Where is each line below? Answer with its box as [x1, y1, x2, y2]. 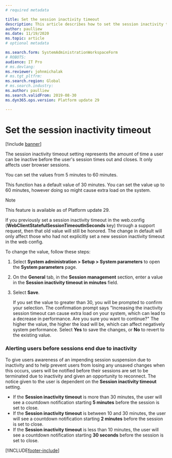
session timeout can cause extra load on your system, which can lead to [12, 310, 165, 316]
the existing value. [12, 332, 52, 338]
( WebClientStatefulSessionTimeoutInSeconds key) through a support [5, 223, 155, 229]
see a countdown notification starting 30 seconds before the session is [12, 432, 164, 438]
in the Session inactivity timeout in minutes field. [12, 280, 119, 286]
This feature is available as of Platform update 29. [5, 207, 110, 213]
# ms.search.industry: [5, 83, 54, 89]
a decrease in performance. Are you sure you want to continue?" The [12, 316, 159, 322]
